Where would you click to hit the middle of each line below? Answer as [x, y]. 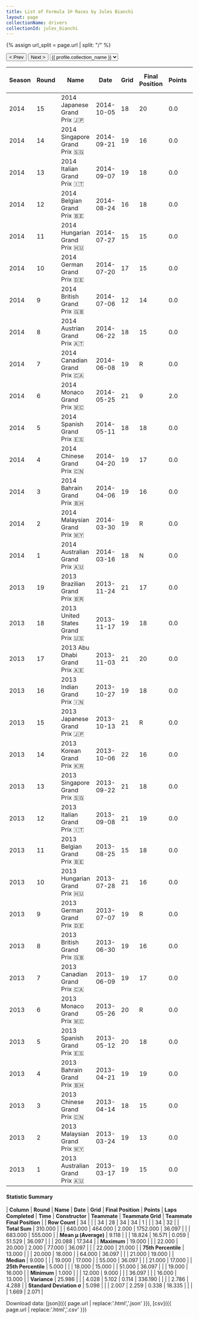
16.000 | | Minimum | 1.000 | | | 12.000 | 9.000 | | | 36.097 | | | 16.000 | [92, 1273]
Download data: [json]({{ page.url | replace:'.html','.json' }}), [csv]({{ [89, 1304]
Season [20, 80]
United [70, 616]
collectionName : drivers [37, 23]
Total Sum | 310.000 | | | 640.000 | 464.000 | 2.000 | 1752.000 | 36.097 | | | [98, 1229]
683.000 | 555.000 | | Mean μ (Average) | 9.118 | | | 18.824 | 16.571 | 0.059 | [98, 1235]
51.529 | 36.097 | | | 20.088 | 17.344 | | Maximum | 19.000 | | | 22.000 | [92, 1241]
